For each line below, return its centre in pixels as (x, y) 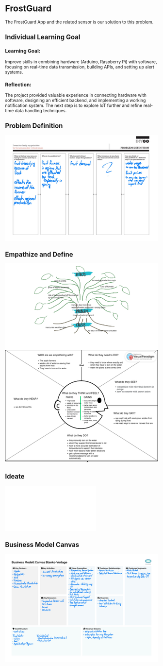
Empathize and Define (39, 254)
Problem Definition (34, 126)
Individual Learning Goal (43, 37)
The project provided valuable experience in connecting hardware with (76, 95)
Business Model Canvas (42, 545)
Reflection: (18, 85)
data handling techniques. (41, 110)
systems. (14, 72)
